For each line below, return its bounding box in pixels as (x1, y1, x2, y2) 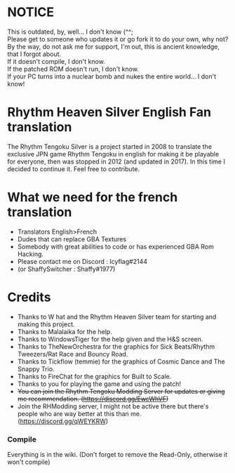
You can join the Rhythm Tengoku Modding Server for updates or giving (17, 387, 226, 395)
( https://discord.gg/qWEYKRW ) (17, 417, 109, 425)
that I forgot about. (7, 50, 62, 58)
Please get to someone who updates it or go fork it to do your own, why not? (7, 34, 229, 43)
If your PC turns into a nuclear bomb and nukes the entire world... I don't (7, 72, 217, 81)
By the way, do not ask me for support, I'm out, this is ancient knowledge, (7, 42, 220, 51)
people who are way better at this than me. (17, 409, 142, 418)
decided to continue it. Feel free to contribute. (7, 164, 140, 173)
